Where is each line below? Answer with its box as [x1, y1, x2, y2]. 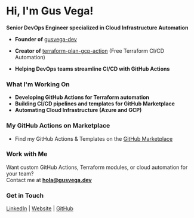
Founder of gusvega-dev [14, 35, 78, 43]
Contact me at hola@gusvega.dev [6, 176, 92, 183]
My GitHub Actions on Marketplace [6, 122, 110, 130]
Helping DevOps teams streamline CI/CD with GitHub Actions [14, 65, 170, 72]
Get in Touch [6, 191, 44, 199]
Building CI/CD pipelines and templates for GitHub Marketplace [14, 100, 175, 107]
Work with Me [6, 150, 48, 158]
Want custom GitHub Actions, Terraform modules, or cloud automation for [6, 163, 188, 171]
